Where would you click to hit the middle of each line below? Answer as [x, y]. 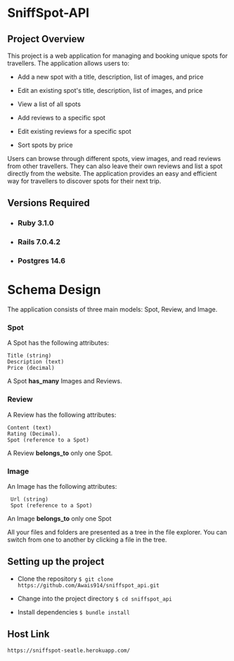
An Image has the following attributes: [62, 486]
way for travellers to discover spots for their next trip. [84, 181]
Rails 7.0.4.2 [39, 242]
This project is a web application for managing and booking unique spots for [118, 56]
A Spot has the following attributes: [58, 343]
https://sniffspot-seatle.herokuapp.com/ [69, 650]
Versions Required [48, 203]
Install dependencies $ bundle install [73, 612]
